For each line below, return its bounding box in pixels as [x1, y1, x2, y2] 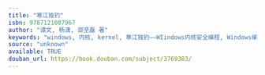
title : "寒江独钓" [8, 11, 65, 20]
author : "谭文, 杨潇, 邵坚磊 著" [8, 26, 109, 34]
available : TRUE [8, 48, 62, 55]
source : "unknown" [8, 41, 69, 48]
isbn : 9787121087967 [8, 19, 77, 27]
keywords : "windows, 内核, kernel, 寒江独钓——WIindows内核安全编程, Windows [8, 33, 252, 41]
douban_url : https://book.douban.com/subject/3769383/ [8, 55, 192, 63]
